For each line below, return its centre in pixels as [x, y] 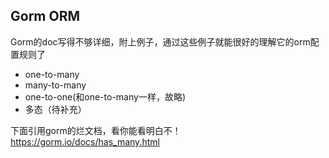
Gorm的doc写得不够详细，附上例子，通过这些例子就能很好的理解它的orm [160, 41]
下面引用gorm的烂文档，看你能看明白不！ [96, 130]
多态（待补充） [55, 109]
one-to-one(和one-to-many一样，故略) [105, 96]
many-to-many [55, 85]
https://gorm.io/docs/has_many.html [85, 141]
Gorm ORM [45, 16]
